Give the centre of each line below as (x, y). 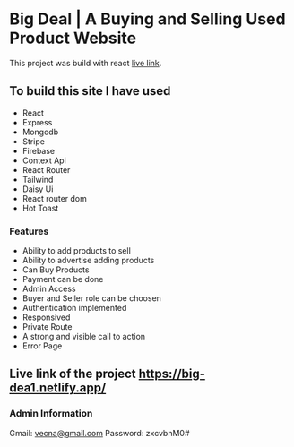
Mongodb (40, 132)
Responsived (46, 317)
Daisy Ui (38, 189)
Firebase (39, 150)
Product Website (73, 38)
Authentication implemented (74, 308)
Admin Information (51, 414)
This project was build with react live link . (86, 63)
